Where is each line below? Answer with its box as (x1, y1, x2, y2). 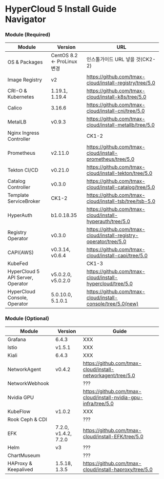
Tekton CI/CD (7, 167, 39, 174)
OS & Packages (7, 59, 43, 65)
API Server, (7, 274, 34, 281)
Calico (7, 104, 22, 111)
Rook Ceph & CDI (7, 416, 47, 423)
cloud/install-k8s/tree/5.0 (86, 94, 146, 101)
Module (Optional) (5, 315, 49, 322)
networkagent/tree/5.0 (82, 372, 135, 379)
